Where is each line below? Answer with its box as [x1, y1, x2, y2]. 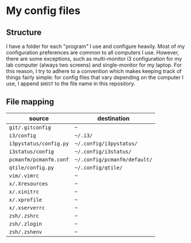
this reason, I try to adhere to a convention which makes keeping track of [6, 68, 182, 74]
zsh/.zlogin [9, 220, 43, 227]
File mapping [6, 97, 54, 107]
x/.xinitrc [9, 188, 39, 195]
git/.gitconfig [9, 124, 51, 131]
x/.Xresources [9, 180, 48, 187]
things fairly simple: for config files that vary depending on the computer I [6, 74, 184, 81]
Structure [6, 27, 42, 37]
